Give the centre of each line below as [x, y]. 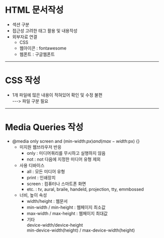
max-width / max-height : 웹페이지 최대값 [67, 213]
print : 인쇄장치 [41, 177]
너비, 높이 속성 [33, 195]
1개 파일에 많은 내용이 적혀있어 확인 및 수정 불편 [57, 95]
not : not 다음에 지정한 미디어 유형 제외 [64, 159]
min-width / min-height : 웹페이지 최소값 [66, 207]
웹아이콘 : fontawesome [43, 48]
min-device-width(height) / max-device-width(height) [81, 230]
